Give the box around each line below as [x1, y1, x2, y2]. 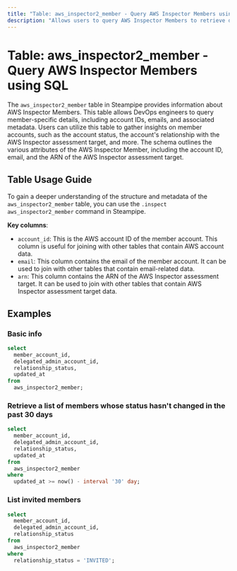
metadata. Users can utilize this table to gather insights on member [7, 123, 202, 131]
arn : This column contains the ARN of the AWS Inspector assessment [17, 272, 219, 281]
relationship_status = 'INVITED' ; [13, 557, 115, 564]
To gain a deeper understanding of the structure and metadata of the [7, 192, 208, 201]
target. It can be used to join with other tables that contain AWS [17, 280, 202, 288]
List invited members [7, 495, 81, 505]
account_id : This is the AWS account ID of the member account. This [17, 234, 218, 244]
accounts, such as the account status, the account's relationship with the [7, 131, 220, 139]
